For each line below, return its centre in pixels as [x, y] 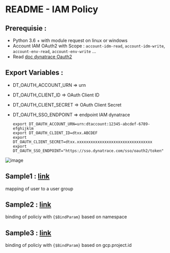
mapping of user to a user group [39, 188]
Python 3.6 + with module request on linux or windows [70, 40]
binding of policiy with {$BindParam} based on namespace [66, 217]
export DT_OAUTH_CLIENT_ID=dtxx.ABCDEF [55, 133]
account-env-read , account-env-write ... [54, 51]
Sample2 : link [28, 205]
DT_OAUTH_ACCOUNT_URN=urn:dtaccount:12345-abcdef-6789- [90, 124]
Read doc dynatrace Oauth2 [42, 57]
